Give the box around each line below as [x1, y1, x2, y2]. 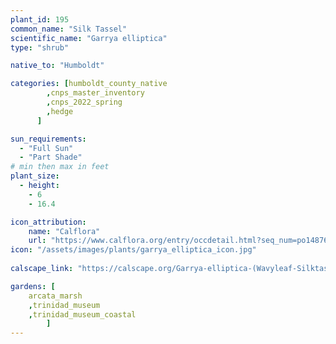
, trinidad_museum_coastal [28, 309, 137, 320]
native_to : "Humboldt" [10, 61, 105, 71]
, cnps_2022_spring [46, 97, 123, 107]
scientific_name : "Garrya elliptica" [10, 33, 168, 43]
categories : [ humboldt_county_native [10, 79, 168, 89]
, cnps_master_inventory [46, 88, 145, 98]
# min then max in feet [10, 162, 110, 172]
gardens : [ [10, 281, 56, 291]
